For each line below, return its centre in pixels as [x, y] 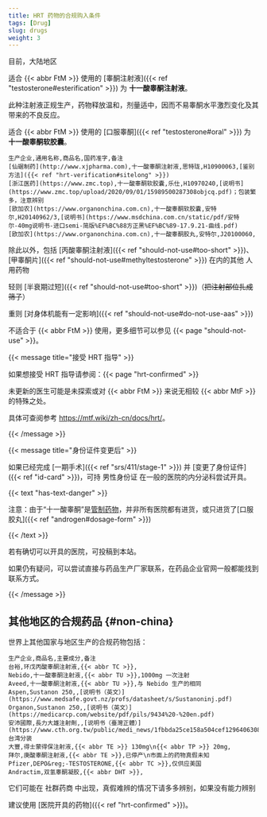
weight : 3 [25, 38]
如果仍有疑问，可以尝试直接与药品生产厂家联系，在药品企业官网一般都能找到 [133, 568]
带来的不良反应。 [36, 115]
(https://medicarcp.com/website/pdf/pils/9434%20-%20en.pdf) [112, 715]
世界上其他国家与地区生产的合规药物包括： [78, 642]
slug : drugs [28, 30]
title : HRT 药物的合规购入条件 [54, 15]
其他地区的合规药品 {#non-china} [91, 621]
